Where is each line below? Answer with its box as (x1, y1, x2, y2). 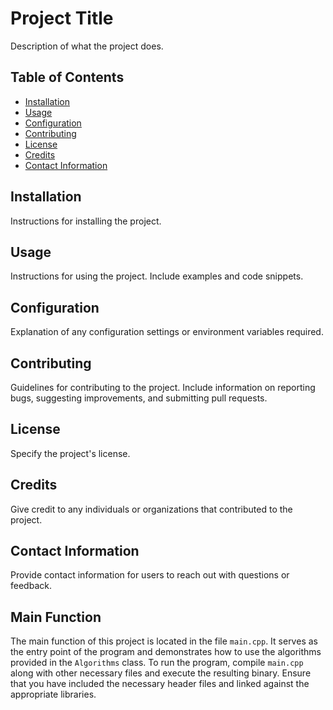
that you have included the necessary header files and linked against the (10, 678, 310, 690)
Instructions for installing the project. (10, 215, 162, 227)
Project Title (10, 7, 114, 30)
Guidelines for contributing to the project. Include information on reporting (10, 382, 316, 393)
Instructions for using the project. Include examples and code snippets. (10, 270, 304, 282)
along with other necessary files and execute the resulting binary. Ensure (10, 667, 312, 679)
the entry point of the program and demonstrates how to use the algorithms (10, 646, 322, 658)
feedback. (10, 580, 52, 592)
